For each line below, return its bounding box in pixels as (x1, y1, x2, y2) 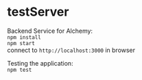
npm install (7, 34, 41, 41)
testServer (7, 4, 69, 20)
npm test (7, 66, 32, 73)
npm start (7, 40, 36, 46)
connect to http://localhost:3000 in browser (7, 46, 136, 54)
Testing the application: (7, 59, 73, 67)
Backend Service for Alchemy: (7, 27, 93, 35)
